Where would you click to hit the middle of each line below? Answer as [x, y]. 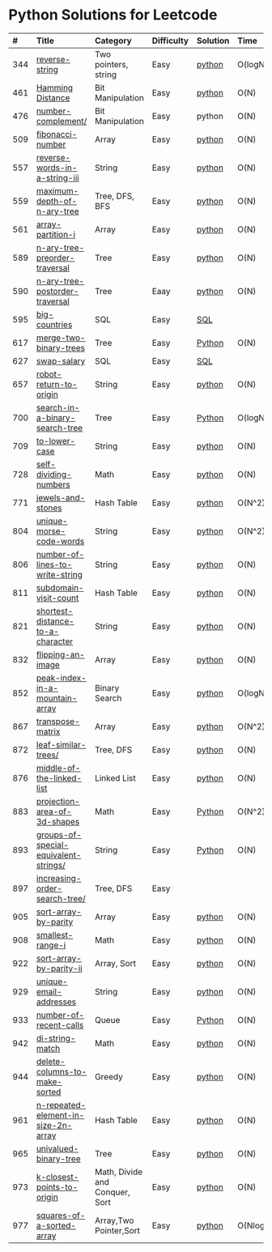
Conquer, [113, 1192]
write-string [59, 574]
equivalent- [59, 854]
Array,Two [114, 1220]
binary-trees [60, 347]
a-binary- [56, 417]
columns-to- [62, 1071]
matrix [48, 731]
